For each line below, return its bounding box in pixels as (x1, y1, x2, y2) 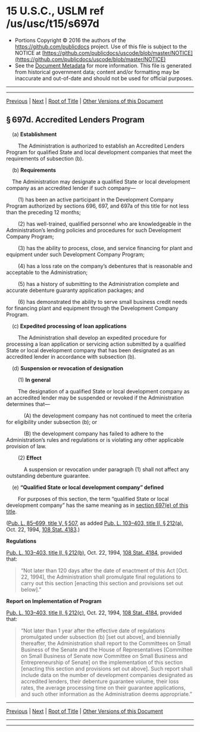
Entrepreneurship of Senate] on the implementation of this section (20, 659, 183, 666)
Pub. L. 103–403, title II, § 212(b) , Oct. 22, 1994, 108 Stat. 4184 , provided (6, 549, 183, 556)
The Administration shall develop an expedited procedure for (17, 334, 167, 341)
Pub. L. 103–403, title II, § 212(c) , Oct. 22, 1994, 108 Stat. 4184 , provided (6, 609, 182, 616)
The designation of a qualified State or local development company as (17, 387, 190, 395)
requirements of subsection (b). (6, 155, 84, 162)
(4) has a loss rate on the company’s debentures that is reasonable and (17, 262, 192, 269)
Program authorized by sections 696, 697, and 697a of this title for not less (6, 202, 189, 210)
